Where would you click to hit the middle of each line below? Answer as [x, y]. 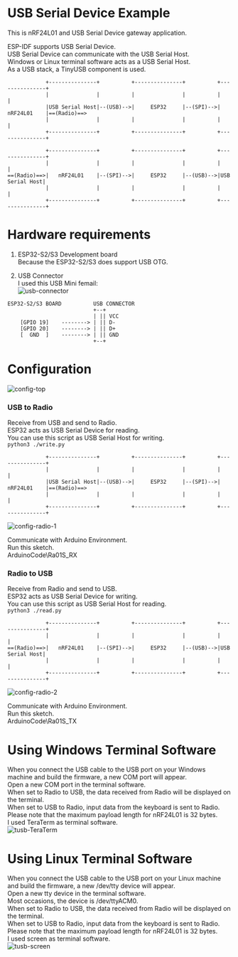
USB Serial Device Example [89, 13]
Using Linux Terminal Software [100, 859]
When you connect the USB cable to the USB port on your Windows [107, 769]
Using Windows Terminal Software [112, 750]
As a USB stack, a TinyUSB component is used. [77, 69]
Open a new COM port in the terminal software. [77, 785]
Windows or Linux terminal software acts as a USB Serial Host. [99, 61]
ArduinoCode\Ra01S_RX [43, 555]
